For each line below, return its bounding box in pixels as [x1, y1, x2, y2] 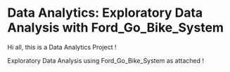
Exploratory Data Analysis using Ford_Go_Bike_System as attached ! [7, 56, 205, 64]
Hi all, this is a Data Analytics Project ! [7, 43, 117, 51]
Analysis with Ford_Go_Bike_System [7, 20, 224, 36]
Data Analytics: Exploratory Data [7, 5, 203, 21]
